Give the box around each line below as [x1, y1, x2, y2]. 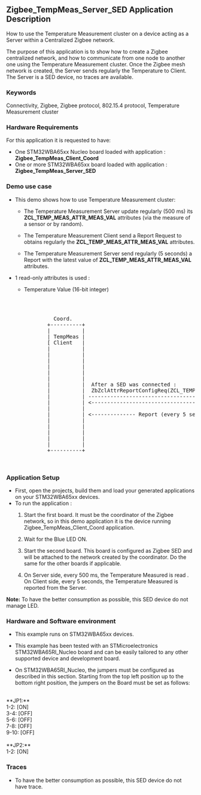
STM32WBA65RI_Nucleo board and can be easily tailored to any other [14, 648, 188, 656]
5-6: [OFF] [6, 716, 32, 723]
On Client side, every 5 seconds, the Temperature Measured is [23, 578, 178, 585]
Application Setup [6, 473, 60, 482]
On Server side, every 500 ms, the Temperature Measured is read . [23, 571, 189, 578]
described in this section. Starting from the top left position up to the [14, 673, 184, 680]
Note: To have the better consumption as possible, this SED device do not [6, 596, 188, 603]
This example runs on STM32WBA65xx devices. [14, 630, 135, 638]
